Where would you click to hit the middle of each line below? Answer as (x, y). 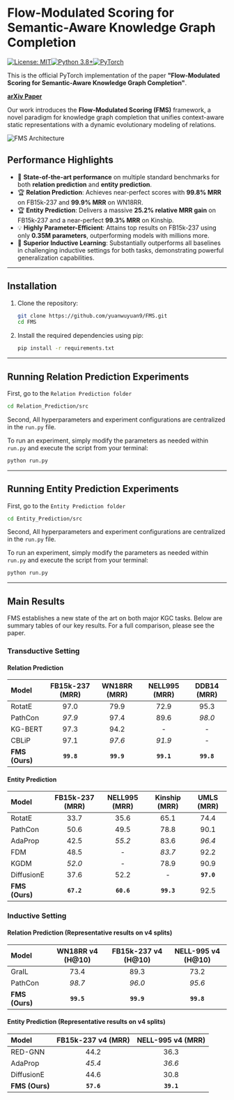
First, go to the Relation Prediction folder (70, 393)
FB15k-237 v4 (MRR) (93, 1040)
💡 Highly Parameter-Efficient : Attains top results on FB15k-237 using (117, 228)
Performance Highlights (60, 160)
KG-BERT (27, 729)
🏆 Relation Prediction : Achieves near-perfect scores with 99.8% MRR (119, 192)
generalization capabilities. (56, 258)
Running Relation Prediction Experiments (98, 377)
